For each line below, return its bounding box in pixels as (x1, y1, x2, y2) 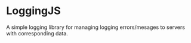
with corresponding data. (6, 29, 69, 37)
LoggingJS (6, 4, 61, 18)
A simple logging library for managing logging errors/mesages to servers (6, 24, 185, 31)
